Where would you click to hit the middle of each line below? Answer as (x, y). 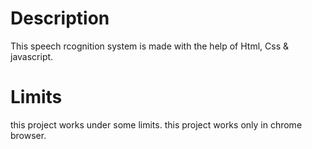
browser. (28, 135)
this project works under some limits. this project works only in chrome (156, 124)
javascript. (32, 56)
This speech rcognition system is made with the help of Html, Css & (149, 46)
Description (60, 18)
